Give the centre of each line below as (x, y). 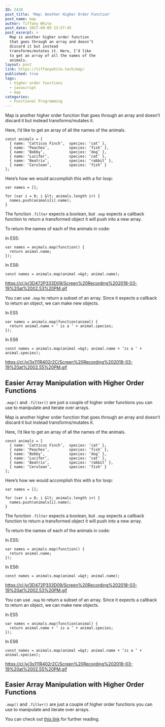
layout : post (18, 65)
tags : (11, 78)
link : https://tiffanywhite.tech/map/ (45, 69)
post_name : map (21, 19)
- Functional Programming (36, 102)
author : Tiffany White (28, 23)
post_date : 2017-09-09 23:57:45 (38, 28)
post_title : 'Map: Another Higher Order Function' (58, 14)
